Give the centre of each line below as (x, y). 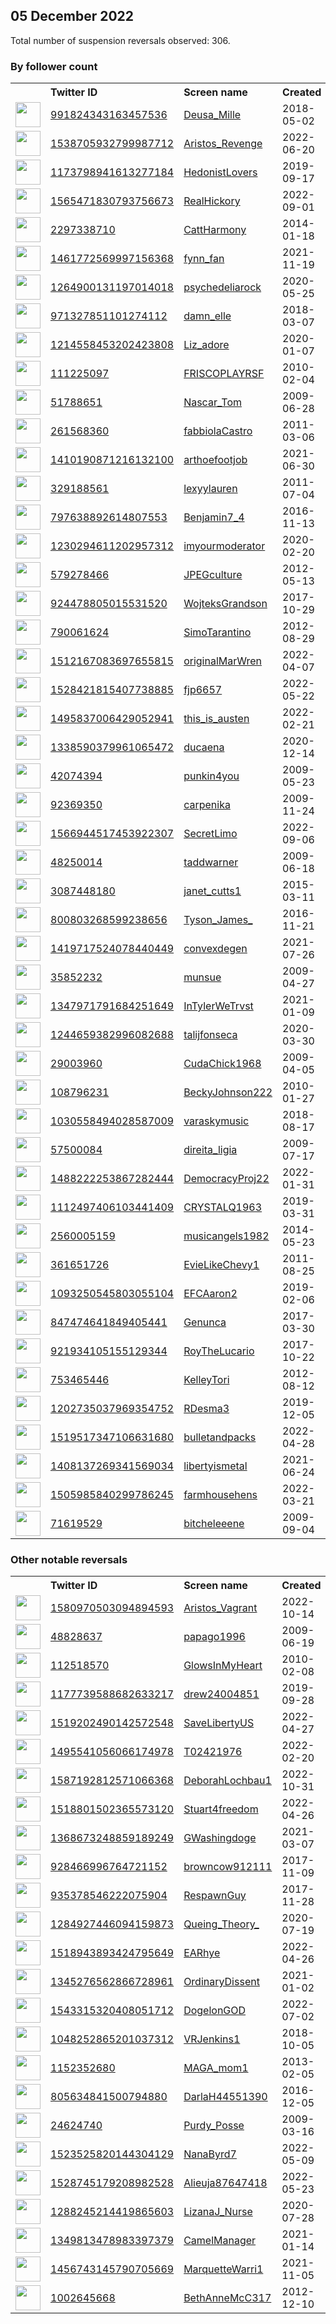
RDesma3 (206, 1409)
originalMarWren (222, 661)
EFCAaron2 (210, 1294)
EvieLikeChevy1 (221, 1265)
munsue (202, 977)
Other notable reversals (69, 1560)
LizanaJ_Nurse (218, 2212)
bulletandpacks (220, 1437)
